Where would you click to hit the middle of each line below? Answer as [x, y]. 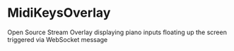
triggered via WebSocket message [58, 39]
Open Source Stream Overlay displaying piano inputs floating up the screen [117, 32]
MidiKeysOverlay [59, 13]
